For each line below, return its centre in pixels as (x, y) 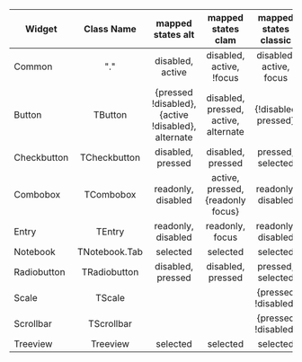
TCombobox (110, 194)
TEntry (110, 231)
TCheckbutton (110, 158)
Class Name (110, 29)
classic (276, 40)
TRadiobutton (110, 272)
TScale (111, 298)
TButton (110, 115)
